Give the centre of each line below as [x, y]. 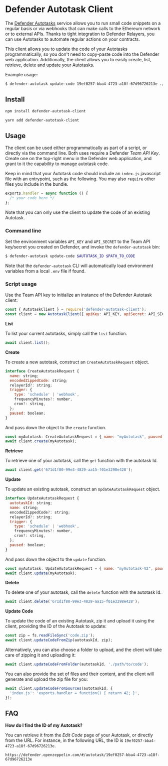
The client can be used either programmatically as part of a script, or [76, 148]
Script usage [21, 284]
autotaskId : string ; [31, 503]
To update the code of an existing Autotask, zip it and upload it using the [80, 621]
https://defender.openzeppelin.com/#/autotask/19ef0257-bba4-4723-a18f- [82, 755]
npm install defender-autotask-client [45, 111]
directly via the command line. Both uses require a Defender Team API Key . [82, 153]
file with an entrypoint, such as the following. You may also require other [80, 179]
